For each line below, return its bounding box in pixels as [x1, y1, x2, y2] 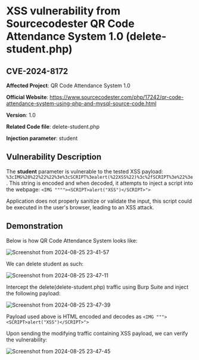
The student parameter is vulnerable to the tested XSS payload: [6, 167, 163, 175]
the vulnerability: [6, 336, 48, 343]
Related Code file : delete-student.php [6, 123, 100, 130]
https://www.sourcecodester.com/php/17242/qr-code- [49, 94, 184, 100]
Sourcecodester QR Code [6, 17, 135, 30]
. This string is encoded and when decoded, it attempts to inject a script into [6, 179, 194, 187]
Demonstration [6, 221, 64, 231]
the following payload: [6, 289, 61, 297]
